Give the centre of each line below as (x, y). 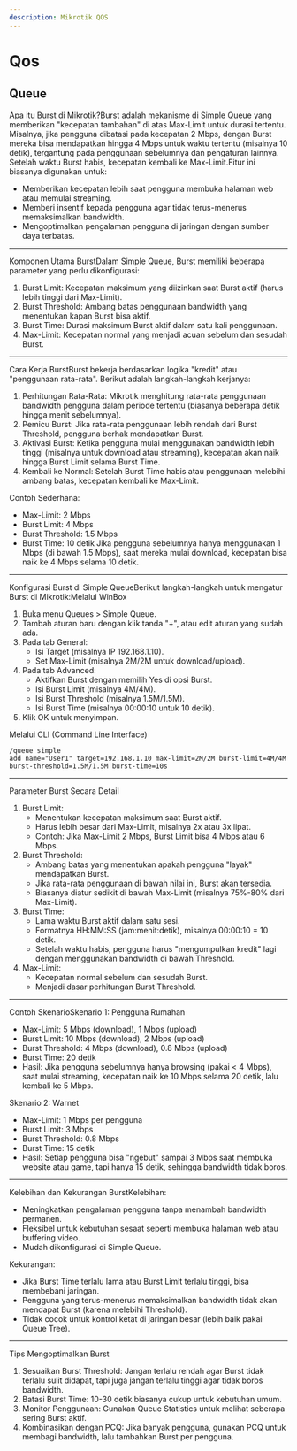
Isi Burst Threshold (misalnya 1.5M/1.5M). (110, 698)
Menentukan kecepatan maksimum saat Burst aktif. (129, 817)
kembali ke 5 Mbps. (57, 1086)
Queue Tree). (46, 1328)
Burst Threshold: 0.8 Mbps (70, 1139)
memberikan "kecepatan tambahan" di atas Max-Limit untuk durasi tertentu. (148, 124)
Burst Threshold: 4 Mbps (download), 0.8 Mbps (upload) (125, 1048)
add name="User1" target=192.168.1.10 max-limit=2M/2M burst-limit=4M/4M (148, 758)
